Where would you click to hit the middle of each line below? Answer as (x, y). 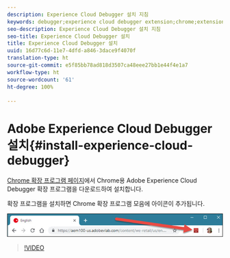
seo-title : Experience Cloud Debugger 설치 (68, 36)
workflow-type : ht (33, 72)
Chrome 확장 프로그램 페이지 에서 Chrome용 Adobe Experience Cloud (102, 180)
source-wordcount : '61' (41, 80)
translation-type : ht (38, 58)
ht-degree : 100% (30, 87)
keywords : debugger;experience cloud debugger (75, 22)
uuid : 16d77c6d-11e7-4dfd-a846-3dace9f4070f (72, 51)
